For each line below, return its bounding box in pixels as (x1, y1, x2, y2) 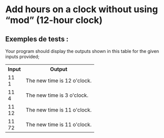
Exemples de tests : (5, 35, 69, 43)
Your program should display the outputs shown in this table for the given (5, 48, 159, 54)
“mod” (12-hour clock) (5, 14, 103, 26)
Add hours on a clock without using (5, 4, 158, 15)
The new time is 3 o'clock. (25, 92, 89, 99)
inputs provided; (5, 53, 40, 60)
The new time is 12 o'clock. (25, 77, 92, 84)
